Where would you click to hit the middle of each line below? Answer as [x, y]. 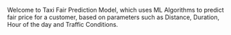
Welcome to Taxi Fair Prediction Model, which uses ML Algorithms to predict [115, 10]
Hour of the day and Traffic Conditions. [63, 24]
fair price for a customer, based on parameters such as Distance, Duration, [113, 17]
